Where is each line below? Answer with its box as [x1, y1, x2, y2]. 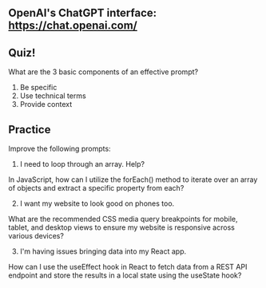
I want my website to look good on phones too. [19, 199, 175, 208]
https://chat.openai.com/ [8, 19, 138, 33]
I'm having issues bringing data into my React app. [19, 247, 186, 256]
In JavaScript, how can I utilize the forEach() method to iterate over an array [8, 175, 258, 184]
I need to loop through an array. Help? [19, 160, 145, 169]
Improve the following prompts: [8, 144, 111, 154]
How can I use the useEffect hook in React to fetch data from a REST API [8, 262, 248, 272]
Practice [8, 123, 51, 136]
